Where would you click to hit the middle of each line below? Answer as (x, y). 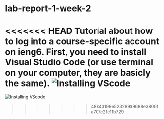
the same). (27, 83)
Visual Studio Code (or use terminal (79, 62)
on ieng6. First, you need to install (76, 52)
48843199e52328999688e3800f (125, 107)
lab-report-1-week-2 (48, 9)
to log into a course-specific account (82, 42)
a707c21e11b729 (107, 112)
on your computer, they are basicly (78, 73)
